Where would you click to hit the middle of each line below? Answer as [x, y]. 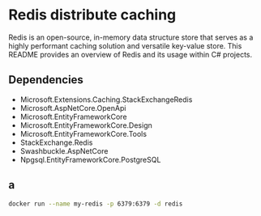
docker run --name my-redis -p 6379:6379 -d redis [96, 204]
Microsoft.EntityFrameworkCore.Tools [83, 133]
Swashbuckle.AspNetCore [64, 150]
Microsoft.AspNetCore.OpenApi [73, 108]
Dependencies [46, 80]
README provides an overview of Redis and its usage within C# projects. [130, 54]
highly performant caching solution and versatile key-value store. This [125, 45]
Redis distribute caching [92, 15]
